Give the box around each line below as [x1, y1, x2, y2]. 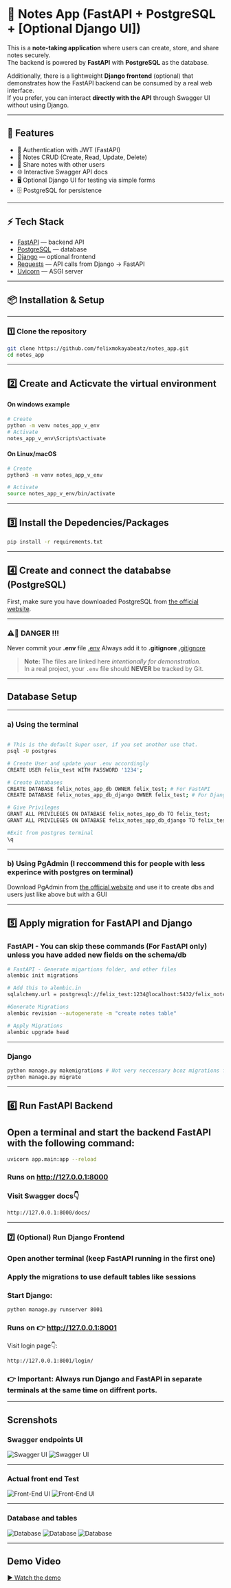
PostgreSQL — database [16, 245, 87, 254]
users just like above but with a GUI [7, 890, 107, 898]
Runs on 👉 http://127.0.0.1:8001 [7, 1323, 117, 1332]
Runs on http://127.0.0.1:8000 [7, 1172, 109, 1182]
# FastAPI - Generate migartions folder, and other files [7, 966, 177, 973]
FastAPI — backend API [16, 238, 85, 246]
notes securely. [7, 51, 51, 59]
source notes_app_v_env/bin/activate [7, 491, 115, 497]
